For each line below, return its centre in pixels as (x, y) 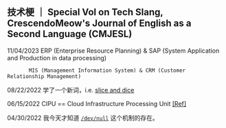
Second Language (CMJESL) (70, 34)
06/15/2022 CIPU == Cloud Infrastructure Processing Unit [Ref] (97, 103)
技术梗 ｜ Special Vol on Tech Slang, (85, 12)
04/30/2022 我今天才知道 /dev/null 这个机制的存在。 (83, 118)
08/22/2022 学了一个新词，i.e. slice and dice (71, 90)
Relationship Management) (44, 76)
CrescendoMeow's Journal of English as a (99, 24)
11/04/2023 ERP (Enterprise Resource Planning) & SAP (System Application (113, 51)
